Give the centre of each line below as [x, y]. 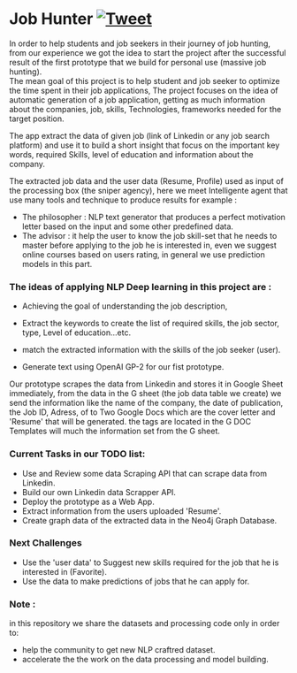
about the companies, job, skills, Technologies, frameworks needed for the [145, 109]
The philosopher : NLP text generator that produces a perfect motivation [153, 217]
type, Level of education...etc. [76, 333]
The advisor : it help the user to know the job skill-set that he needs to [149, 235]
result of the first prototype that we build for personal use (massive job [138, 62]
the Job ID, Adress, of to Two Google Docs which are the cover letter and [142, 412]
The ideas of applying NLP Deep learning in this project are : [141, 287]
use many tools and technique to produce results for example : [123, 200]
